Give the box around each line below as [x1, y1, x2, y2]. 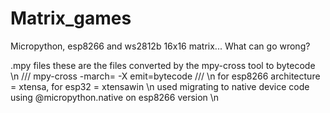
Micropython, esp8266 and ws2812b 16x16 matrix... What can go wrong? [10, 40, 311, 52]
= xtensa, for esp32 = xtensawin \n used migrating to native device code [10, 80, 310, 92]
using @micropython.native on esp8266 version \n [10, 91, 220, 103]
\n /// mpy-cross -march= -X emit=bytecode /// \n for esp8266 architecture [10, 70, 321, 82]
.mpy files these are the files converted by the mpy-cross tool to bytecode [10, 59, 316, 71]
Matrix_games [10, 7, 132, 30]
